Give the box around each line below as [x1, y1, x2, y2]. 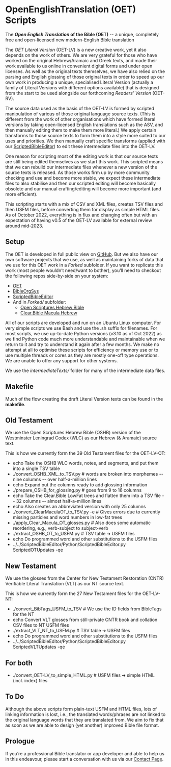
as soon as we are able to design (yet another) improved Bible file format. [5, 722, 159, 728]
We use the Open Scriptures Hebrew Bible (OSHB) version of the [5, 430, 141, 436]
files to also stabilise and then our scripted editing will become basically [5, 180, 156, 186]
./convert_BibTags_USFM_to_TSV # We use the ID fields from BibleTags [12, 606, 162, 612]
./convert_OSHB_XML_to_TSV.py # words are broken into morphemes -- [12, 471, 164, 477]
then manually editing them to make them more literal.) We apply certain [5, 127, 157, 133]
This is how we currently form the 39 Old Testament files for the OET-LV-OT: [5, 450, 166, 456]
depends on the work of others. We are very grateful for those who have [5, 52, 157, 58]
